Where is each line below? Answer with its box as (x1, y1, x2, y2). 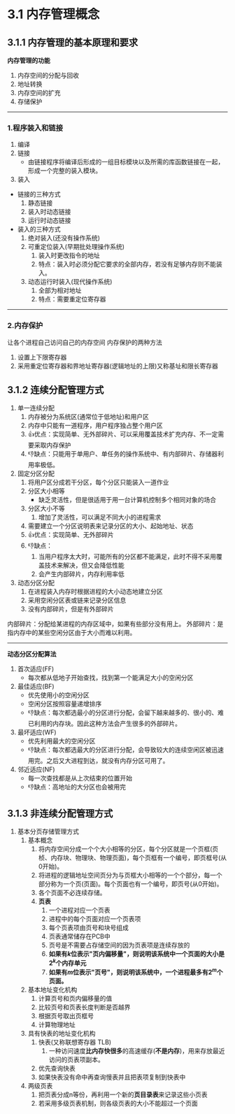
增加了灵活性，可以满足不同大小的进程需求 (38, 513, 162, 522)
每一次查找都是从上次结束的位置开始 (27, 774, 133, 783)
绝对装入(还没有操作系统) (27, 234, 100, 242)
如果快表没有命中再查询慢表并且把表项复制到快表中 (38, 1073, 186, 1081)
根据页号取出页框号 (38, 1011, 94, 1020)
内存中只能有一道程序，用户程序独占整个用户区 (27, 421, 163, 430)
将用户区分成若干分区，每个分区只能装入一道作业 (27, 478, 169, 487)
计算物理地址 (38, 1020, 76, 1029)
